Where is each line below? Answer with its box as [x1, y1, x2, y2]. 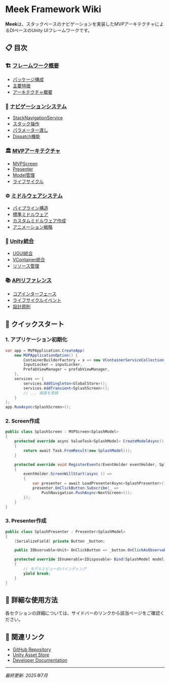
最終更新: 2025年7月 [5, 672, 48, 678]
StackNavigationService [12, 115, 63, 121]
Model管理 [12, 172, 35, 178]
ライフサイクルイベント [12, 297, 62, 303]
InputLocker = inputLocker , [23, 362, 82, 367]
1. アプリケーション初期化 [5, 336, 67, 343]
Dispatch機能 [12, 133, 40, 139]
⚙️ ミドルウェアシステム [5, 193, 63, 200]
